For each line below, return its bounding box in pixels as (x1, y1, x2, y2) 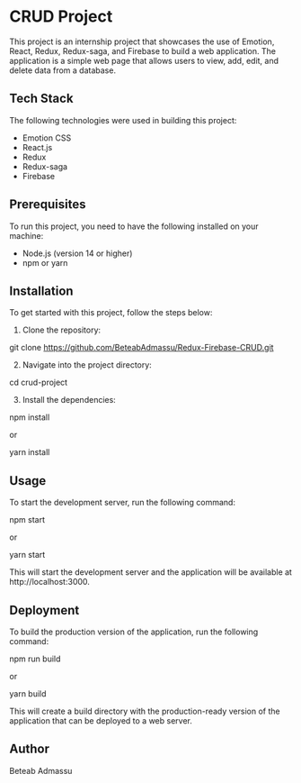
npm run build (9, 653, 61, 664)
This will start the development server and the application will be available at (9, 567, 292, 578)
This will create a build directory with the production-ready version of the (9, 706, 280, 716)
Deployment (9, 602, 80, 618)
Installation (9, 283, 74, 298)
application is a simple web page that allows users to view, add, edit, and (9, 55, 279, 66)
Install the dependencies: (22, 395, 117, 405)
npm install (9, 412, 50, 423)
